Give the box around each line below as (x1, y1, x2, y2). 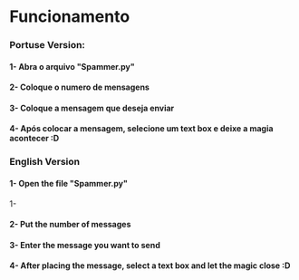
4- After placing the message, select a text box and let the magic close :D (9, 260, 291, 271)
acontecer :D (9, 133, 60, 144)
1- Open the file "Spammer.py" (9, 179, 129, 188)
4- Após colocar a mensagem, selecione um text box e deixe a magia (9, 123, 274, 134)
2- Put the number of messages (9, 219, 131, 230)
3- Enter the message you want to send (9, 239, 160, 250)
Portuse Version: (9, 39, 86, 52)
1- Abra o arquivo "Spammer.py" (9, 61, 135, 72)
